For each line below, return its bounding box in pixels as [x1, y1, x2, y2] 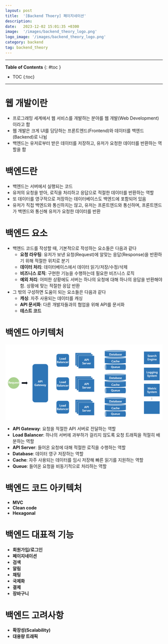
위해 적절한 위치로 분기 [25, 258, 70, 264]
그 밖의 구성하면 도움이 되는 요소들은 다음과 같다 [12, 289, 106, 295]
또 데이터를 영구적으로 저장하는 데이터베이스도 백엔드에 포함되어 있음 [12, 196, 146, 202]
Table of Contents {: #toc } [5, 64, 61, 70]
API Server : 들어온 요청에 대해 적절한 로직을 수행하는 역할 [12, 444, 126, 450]
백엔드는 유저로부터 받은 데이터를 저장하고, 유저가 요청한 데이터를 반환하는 [12, 140, 157, 146]
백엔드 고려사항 [5, 609, 64, 621]
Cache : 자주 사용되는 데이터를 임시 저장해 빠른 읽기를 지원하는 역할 [12, 457, 143, 463]
